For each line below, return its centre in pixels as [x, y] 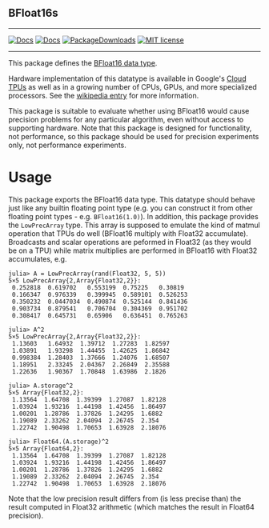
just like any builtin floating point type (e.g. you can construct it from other [131, 208]
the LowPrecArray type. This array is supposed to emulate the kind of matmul [134, 225]
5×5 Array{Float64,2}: [46, 448]
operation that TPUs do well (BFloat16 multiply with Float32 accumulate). [128, 233]
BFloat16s [33, 13]
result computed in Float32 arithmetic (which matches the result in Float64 [131, 506]
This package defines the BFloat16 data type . [83, 62]
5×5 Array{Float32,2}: [46, 392]
